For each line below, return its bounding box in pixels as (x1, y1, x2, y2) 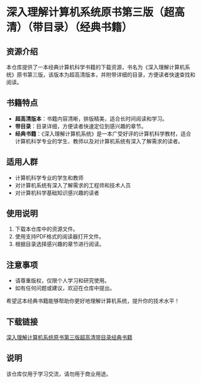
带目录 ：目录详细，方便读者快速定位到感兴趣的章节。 (14, 122, 147, 129)
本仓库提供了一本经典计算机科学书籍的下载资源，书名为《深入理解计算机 (6, 64, 185, 70)
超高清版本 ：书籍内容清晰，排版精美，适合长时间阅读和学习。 (14, 115, 168, 122)
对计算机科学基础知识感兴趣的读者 (14, 189, 100, 196)
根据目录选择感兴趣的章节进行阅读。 (14, 240, 105, 248)
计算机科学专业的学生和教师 (14, 174, 84, 181)
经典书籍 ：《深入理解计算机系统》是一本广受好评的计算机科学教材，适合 (14, 130, 191, 137)
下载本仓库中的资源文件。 (14, 225, 79, 232)
